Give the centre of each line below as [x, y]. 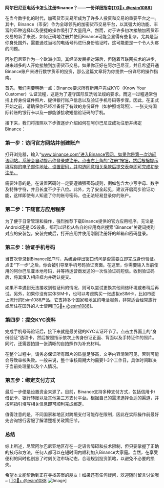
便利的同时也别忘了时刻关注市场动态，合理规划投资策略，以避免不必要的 [78, 458]
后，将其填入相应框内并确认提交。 [39, 277]
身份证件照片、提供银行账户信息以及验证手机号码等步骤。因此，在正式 [88, 100]
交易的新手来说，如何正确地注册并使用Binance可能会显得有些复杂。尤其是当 [82, 37]
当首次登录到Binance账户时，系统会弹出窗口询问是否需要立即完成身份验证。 [82, 259]
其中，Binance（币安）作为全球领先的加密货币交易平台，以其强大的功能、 [80, 24]
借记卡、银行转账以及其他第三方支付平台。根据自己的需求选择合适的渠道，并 [82, 398]
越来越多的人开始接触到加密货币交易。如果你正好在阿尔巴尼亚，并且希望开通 [82, 65]
